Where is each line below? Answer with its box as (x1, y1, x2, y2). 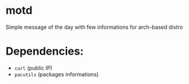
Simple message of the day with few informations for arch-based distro (5, 23, 184, 31)
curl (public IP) (14, 64, 53, 71)
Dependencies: (5, 44, 84, 58)
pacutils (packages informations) (14, 70, 99, 78)
